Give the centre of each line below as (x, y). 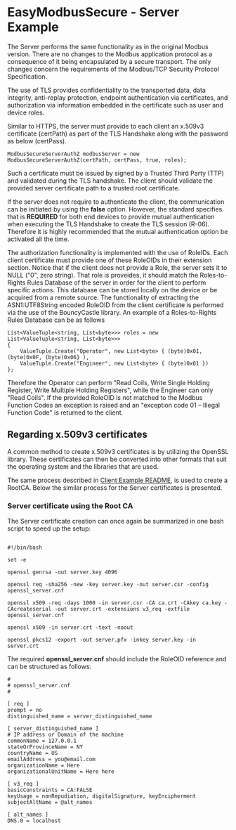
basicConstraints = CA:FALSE (50, 790)
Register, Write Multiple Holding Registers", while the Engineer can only (110, 390)
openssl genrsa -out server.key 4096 (63, 572)
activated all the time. (38, 239)
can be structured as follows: (50, 667)
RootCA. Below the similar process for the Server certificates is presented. (115, 487)
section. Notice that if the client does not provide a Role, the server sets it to (117, 267)
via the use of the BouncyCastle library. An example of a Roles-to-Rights (112, 312)
